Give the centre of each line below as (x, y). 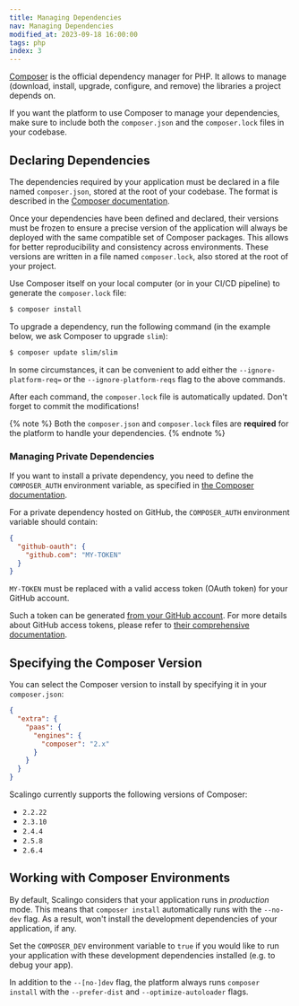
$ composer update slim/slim (64, 352)
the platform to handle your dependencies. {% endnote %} (117, 433)
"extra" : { (38, 719)
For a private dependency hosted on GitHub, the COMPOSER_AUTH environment (149, 512)
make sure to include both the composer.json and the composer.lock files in (147, 123)
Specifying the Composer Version (106, 663)
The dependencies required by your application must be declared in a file (145, 181)
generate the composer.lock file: (68, 293)
